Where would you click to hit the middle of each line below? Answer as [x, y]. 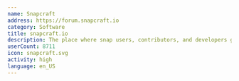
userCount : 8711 [31, 46]
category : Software [36, 27]
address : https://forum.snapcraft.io [63, 20]
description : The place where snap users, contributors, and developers [117, 40]
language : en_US [31, 66]
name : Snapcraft [31, 14]
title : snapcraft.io [38, 33]
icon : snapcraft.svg [38, 54]
